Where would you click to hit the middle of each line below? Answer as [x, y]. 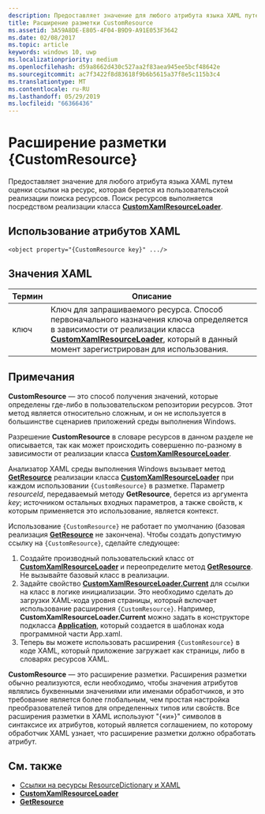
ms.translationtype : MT [47, 81]
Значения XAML [50, 274]
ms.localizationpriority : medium [63, 60]
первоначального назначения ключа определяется [149, 319]
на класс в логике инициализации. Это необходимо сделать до [127, 592]
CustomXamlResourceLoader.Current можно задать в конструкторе [134, 616]
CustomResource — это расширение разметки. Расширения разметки [127, 674]
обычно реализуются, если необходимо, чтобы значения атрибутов [123, 682]
